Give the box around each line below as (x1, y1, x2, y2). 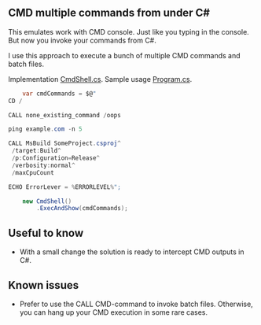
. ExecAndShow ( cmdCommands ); (36, 205, 128, 212)
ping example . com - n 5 (8, 125, 83, 133)
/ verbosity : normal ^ (11, 161, 76, 169)
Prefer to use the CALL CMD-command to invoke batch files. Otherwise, (19, 299, 253, 308)
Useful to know (8, 226, 84, 239)
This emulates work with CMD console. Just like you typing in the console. (8, 27, 249, 36)
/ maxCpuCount (11, 168, 55, 176)
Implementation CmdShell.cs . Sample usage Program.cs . (8, 74, 193, 83)
